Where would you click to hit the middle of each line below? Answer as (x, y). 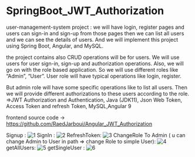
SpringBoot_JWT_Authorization (85, 11)
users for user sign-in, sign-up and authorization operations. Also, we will (95, 64)
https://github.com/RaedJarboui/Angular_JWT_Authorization (79, 123)
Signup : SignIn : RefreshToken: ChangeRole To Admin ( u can (96, 135)
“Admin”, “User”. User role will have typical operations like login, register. (94, 76)
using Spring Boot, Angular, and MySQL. (55, 46)
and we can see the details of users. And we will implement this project (92, 39)
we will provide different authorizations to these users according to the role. (98, 93)
